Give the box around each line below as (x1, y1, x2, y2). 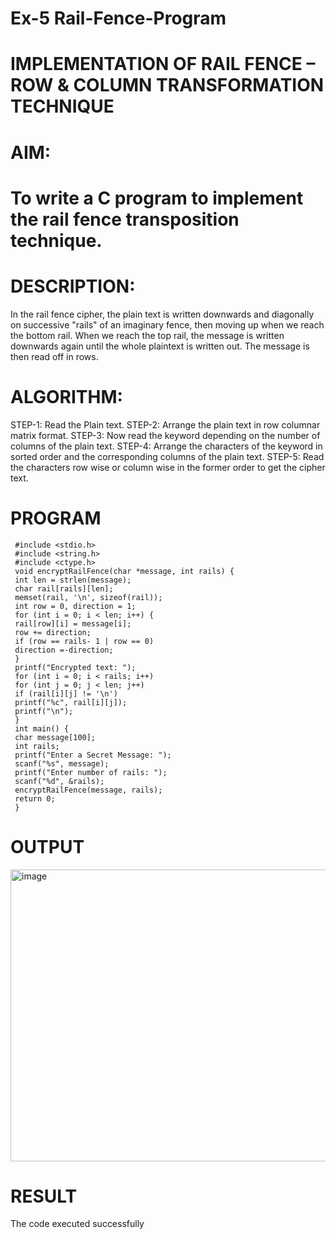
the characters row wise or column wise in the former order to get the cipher (10, 461, 326, 473)
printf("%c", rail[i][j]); (14, 697, 128, 707)
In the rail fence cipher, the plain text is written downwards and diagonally (10, 308, 315, 320)
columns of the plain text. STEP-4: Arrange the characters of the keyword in (10, 440, 323, 452)
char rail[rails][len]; (14, 583, 114, 594)
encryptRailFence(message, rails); (14, 785, 163, 795)
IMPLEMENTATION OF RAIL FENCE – (10, 53, 316, 76)
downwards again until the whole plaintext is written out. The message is (10, 340, 310, 352)
